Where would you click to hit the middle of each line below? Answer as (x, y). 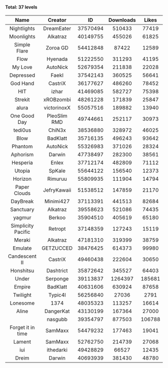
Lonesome (22, 303)
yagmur (22, 218)
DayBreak (22, 201)
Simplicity (22, 226)
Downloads (122, 20)
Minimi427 (57, 201)
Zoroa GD (57, 48)
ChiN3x (57, 130)
